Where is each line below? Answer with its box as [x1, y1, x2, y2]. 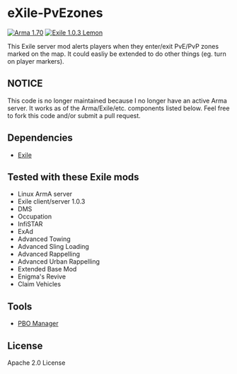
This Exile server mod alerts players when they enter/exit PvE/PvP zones [7, 42, 219, 50]
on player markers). [7, 57, 65, 65]
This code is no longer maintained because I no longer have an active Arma [7, 96, 228, 105]
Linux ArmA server [17, 189, 73, 199]
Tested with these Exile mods [7, 171, 139, 183]
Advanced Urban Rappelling [17, 257, 100, 266]
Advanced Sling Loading [17, 242, 90, 251]
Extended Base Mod [17, 265, 77, 274]
